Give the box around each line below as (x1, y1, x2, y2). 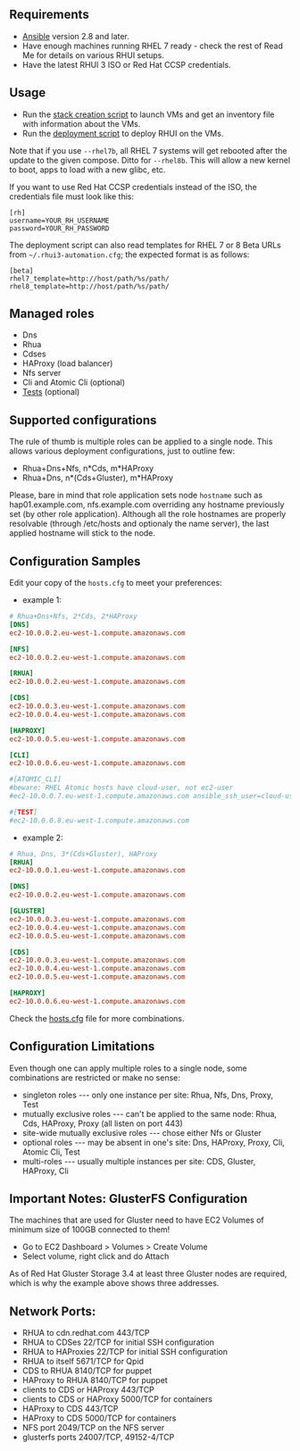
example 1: (21, 595, 62, 605)
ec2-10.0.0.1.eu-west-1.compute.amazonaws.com (9, 866, 186, 875)
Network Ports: (9, 1304, 96, 1319)
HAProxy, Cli (21, 1165, 69, 1176)
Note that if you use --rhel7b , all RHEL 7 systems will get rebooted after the (9, 145, 287, 155)
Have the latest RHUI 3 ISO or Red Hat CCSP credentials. (21, 59, 231, 70)
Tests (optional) (21, 387, 80, 397)
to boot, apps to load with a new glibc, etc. (9, 164, 166, 175)
